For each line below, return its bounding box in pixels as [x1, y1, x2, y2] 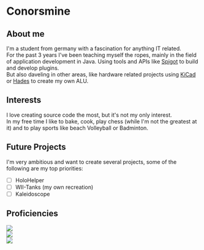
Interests [6, 95, 42, 105]
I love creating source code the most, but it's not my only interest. [6, 111, 172, 119]
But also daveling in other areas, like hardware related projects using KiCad [6, 71, 196, 78]
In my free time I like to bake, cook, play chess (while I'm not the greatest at [6, 117, 197, 125]
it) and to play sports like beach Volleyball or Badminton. [6, 124, 149, 131]
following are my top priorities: [6, 164, 84, 172]
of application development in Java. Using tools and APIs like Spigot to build [6, 58, 198, 65]
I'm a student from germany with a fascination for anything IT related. [6, 45, 182, 52]
